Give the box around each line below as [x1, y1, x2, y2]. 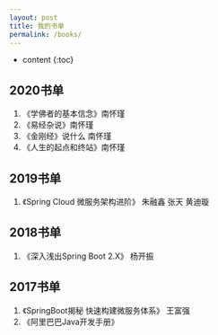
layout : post [9, 13, 58, 22]
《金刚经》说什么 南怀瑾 [22, 131, 112, 142]
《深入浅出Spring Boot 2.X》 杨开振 [22, 251, 154, 261]
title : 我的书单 [9, 22, 65, 31]
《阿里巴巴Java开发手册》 [22, 316, 119, 327]
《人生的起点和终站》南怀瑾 [22, 142, 126, 153]
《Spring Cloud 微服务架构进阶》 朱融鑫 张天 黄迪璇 [22, 197, 209, 207]
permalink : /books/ [9, 30, 83, 39]
